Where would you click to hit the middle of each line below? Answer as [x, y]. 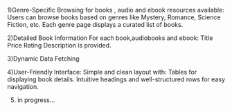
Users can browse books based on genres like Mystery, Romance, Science [114, 17]
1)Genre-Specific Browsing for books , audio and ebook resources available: [116, 10]
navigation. [23, 87]
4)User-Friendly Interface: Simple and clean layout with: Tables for [102, 72]
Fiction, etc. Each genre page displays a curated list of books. [95, 24]
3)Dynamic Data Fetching [43, 59]
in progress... [36, 100]
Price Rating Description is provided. [60, 45]
